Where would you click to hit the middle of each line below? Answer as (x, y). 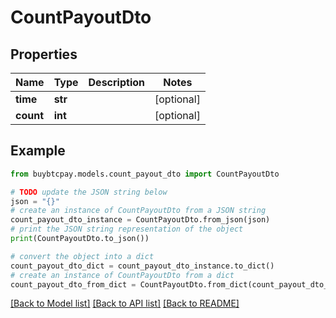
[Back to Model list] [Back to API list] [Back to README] (125, 303)
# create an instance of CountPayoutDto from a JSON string (138, 211)
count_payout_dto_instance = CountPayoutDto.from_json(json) (140, 220)
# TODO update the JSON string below (89, 192)
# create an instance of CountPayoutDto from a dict (122, 275)
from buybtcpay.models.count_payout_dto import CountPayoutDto (145, 174)
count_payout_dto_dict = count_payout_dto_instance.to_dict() (142, 266)
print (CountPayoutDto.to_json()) (80, 239)
